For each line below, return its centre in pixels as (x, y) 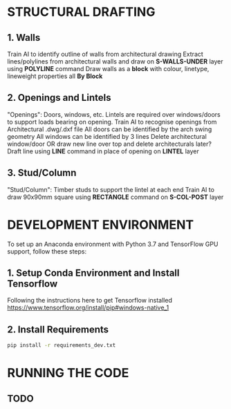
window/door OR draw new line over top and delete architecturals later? (110, 144)
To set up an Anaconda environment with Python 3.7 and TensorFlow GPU (113, 244)
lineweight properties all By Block (55, 76)
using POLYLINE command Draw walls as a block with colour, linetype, (108, 69)
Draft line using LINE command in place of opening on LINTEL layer (103, 151)
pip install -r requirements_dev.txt (62, 345)
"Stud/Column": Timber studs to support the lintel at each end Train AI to (111, 189)
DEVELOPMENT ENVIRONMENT (101, 225)
